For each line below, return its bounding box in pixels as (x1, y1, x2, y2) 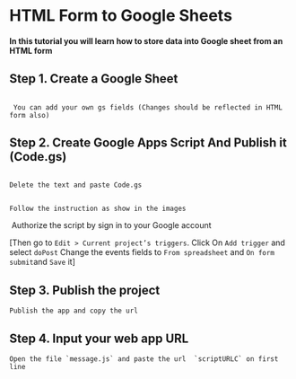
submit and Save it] (9, 257, 76, 268)
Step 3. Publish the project (9, 282, 161, 297)
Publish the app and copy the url (9, 306, 139, 315)
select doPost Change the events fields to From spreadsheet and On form (9, 247, 275, 258)
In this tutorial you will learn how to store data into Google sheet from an (9, 35, 283, 46)
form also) (9, 110, 50, 119)
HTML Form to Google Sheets (9, 5, 233, 26)
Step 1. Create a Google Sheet (9, 71, 178, 86)
